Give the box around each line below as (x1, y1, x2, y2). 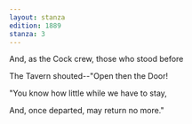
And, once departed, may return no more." (9, 105, 164, 116)
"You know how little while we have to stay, (9, 88, 167, 98)
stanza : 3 (9, 29, 46, 38)
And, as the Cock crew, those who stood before (9, 54, 184, 65)
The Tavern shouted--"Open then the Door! (9, 71, 169, 81)
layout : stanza (9, 12, 66, 22)
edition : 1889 (9, 21, 62, 30)
